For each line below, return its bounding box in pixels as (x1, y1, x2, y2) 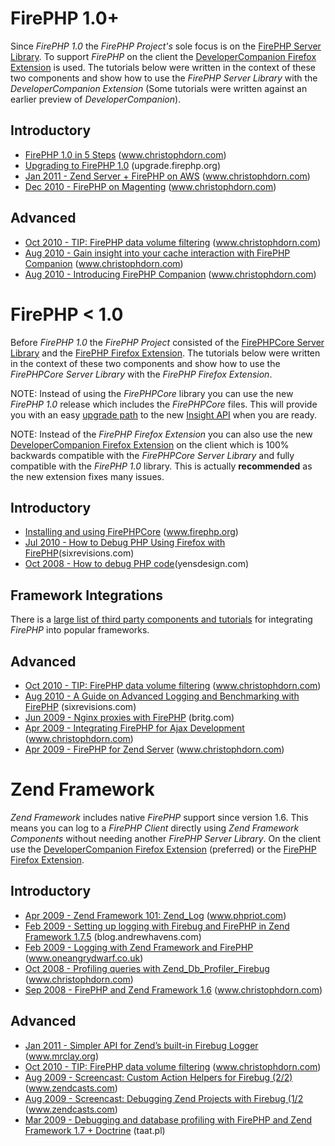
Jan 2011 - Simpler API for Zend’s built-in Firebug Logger (24, 1039, 259, 1051)
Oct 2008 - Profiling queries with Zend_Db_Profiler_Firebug (24, 962, 270, 974)
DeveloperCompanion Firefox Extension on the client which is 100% (10, 438, 290, 451)
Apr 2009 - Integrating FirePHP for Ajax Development (24, 722, 245, 734)
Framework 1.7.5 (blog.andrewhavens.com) (24, 930, 202, 942)
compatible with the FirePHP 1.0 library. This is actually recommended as (10, 460, 313, 472)
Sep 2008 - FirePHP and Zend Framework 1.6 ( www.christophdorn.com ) (24, 983, 323, 996)
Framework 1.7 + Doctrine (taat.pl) (24, 1124, 166, 1136)
